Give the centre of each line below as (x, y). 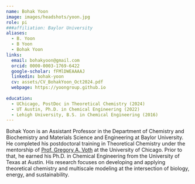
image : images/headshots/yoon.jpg (48, 17)
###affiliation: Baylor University (49, 28)
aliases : (17, 33)
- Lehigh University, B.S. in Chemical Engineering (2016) (85, 114)
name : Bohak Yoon (27, 11)
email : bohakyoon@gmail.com (46, 60)
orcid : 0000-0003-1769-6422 (46, 66)
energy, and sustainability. (38, 175)
